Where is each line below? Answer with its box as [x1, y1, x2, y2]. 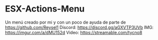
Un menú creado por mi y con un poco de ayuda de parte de [5, 19, 126, 25]
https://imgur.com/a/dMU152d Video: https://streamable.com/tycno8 [5, 29, 142, 35]
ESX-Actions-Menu [5, 3, 85, 14]
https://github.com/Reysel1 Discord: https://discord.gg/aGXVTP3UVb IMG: [5, 24, 154, 30]
